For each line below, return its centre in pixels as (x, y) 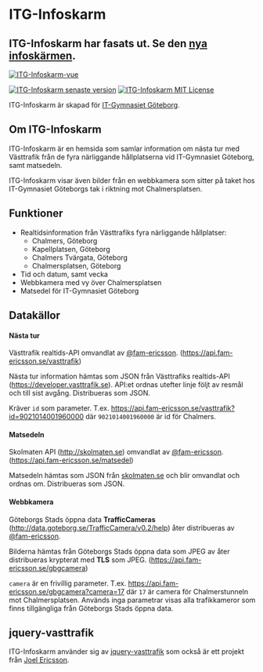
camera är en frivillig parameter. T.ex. (68, 583)
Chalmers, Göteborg (65, 240)
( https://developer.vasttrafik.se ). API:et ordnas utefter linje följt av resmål (126, 385)
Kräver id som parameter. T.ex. (59, 408)
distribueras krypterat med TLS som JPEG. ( (80, 560)
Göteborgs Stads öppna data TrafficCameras (82, 519)
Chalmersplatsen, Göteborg (76, 265)
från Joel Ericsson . (39, 660)
